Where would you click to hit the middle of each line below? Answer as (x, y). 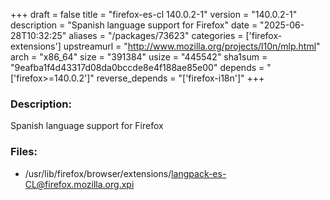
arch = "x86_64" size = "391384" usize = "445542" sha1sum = (139, 57)
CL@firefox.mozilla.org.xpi (79, 184)
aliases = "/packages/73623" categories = (156, 35)
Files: (24, 152)
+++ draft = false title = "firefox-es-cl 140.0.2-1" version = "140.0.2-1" (154, 14)
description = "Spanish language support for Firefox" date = (134, 25)
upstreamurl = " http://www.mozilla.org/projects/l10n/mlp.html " (192, 46)
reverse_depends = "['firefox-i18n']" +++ (180, 78)
